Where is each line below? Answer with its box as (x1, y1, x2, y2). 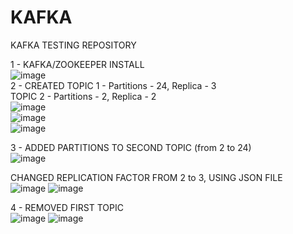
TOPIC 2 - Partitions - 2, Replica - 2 (10, 90, 157, 102)
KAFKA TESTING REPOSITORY (10, 39, 137, 51)
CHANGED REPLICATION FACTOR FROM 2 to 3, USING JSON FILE (10, 171, 283, 183)
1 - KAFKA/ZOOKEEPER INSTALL (10, 58, 145, 70)
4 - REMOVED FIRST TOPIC (10, 201, 124, 213)
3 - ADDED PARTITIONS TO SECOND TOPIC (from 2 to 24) (10, 141, 252, 153)
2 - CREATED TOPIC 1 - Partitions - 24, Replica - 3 (10, 79, 217, 91)
